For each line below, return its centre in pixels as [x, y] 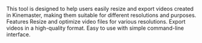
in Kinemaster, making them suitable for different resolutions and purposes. [101, 15]
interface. [18, 35]
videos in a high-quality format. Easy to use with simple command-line [95, 28]
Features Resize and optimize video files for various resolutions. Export [96, 21]
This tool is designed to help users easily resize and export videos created [100, 9]
